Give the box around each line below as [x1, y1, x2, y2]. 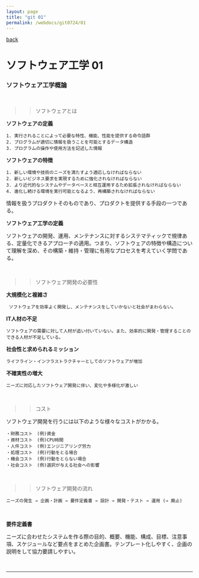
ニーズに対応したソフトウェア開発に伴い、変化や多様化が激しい [6, 382, 139, 388]
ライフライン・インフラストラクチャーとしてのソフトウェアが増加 [6, 358, 143, 365]
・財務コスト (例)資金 [6, 430, 56, 436]
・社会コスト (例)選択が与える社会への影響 [6, 462, 99, 468]
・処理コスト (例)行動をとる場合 [6, 449, 78, 455]
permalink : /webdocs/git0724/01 [6, 20, 86, 25]
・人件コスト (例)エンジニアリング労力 [6, 443, 91, 449]
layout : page [6, 8, 38, 15]
